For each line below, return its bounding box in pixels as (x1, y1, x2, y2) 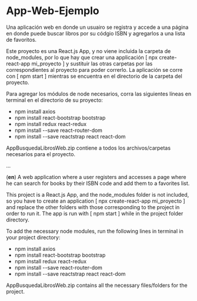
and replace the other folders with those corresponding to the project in (6, 203, 180, 210)
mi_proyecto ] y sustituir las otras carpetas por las (31, 60, 153, 67)
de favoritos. (6, 36, 37, 43)
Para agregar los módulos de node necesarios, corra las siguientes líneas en (6, 90, 192, 97)
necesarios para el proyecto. (6, 150, 75, 157)
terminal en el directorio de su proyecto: (6, 96, 103, 104)
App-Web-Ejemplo (6, 4, 99, 18)
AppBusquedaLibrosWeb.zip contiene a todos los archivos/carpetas (6, 144, 171, 151)
